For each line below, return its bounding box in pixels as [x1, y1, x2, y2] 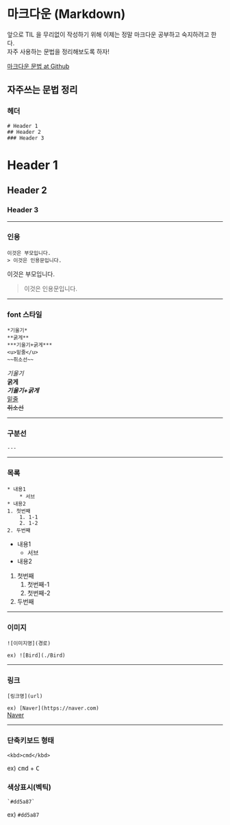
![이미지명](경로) [7, 640, 51, 646]
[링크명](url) [7, 693, 43, 700]
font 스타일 [7, 310, 42, 319]
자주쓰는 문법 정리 [7, 84, 78, 96]
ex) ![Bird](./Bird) [7, 652, 66, 659]
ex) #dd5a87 [7, 810, 40, 818]
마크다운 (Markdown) [7, 6, 126, 22]
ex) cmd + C [7, 764, 40, 772]
